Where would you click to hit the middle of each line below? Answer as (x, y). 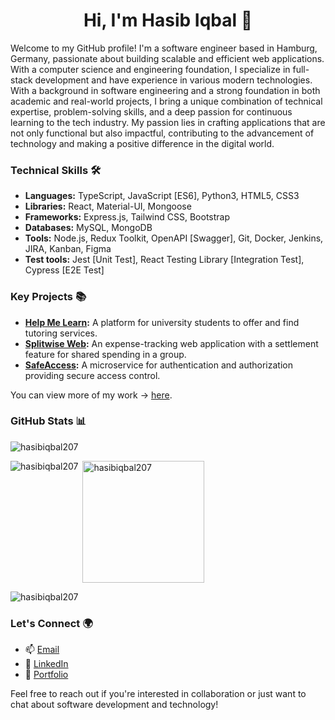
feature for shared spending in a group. (105, 354)
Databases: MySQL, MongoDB (88, 228)
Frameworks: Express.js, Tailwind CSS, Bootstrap (127, 217)
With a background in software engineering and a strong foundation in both (165, 90)
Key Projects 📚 (48, 297)
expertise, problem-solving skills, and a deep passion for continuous (151, 111)
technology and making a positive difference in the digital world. (142, 143)
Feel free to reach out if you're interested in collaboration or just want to (158, 694)
